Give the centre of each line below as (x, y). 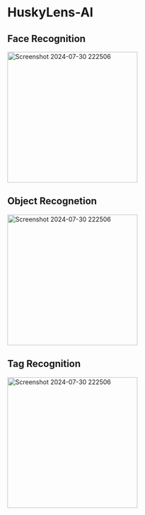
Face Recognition (47, 39)
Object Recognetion (52, 201)
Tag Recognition (44, 364)
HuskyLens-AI (50, 12)
